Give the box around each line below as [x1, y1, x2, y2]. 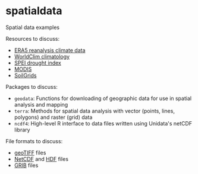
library [14, 126, 30, 133]
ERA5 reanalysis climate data [14, 46, 86, 54]
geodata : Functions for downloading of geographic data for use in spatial [14, 95, 191, 102]
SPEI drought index [14, 59, 62, 66]
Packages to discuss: [5, 83, 58, 90]
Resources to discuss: [5, 35, 60, 42]
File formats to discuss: [5, 137, 63, 144]
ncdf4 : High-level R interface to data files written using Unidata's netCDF [14, 120, 193, 127]
